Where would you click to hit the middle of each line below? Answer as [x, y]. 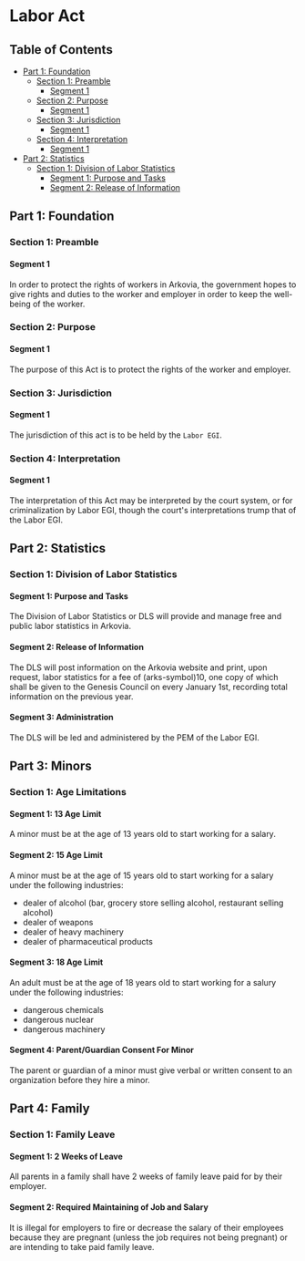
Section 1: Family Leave [62, 1134]
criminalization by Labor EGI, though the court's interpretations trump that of [153, 510]
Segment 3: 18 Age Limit [56, 962]
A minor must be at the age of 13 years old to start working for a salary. [142, 834]
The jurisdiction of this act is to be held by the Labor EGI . [116, 435]
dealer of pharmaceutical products [87, 941]
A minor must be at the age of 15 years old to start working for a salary [142, 875]
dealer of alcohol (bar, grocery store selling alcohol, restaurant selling [153, 903]
